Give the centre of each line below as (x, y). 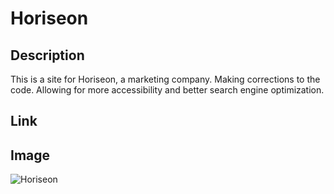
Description (47, 55)
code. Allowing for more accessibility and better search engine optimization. (167, 90)
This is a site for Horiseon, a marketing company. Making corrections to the (165, 79)
